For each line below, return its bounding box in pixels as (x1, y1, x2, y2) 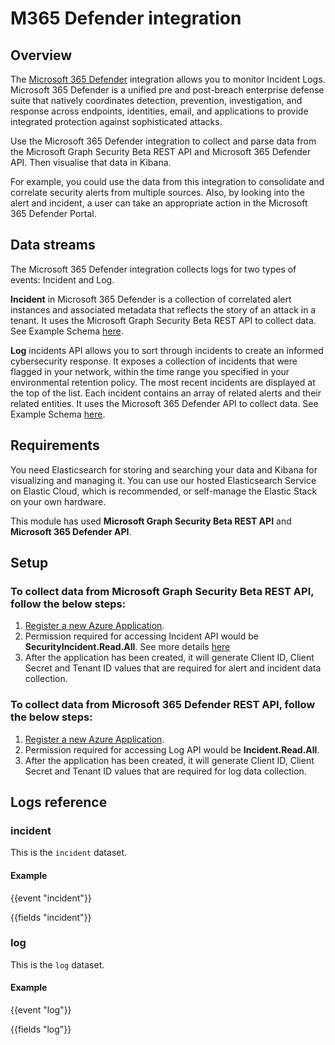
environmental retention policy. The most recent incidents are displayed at (10, 376, 316, 388)
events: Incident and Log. (10, 273, 115, 286)
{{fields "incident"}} (10, 911, 92, 923)
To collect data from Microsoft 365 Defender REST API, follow (10, 698, 316, 712)
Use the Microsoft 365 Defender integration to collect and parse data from (10, 135, 317, 147)
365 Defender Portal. (10, 208, 97, 219)
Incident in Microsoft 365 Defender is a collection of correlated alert (10, 293, 292, 305)
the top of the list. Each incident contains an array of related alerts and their (10, 387, 322, 399)
